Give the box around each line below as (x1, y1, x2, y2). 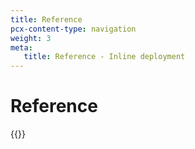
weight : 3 (10, 33, 52, 43)
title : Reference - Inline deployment (23, 52, 186, 62)
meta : (10, 42, 33, 53)
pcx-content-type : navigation (10, 24, 137, 34)
